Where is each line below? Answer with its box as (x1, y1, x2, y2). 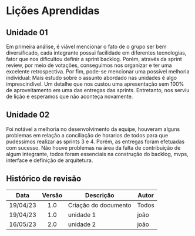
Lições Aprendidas (6, 4, 100, 18)
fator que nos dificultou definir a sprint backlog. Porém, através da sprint (6, 56, 182, 62)
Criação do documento (68, 201, 132, 209)
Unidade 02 (6, 110, 50, 120)
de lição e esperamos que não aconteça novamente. (6, 93, 133, 100)
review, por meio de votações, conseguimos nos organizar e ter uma (6, 62, 172, 69)
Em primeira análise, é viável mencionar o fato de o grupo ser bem (6, 43, 167, 50)
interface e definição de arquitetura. (6, 157, 93, 164)
